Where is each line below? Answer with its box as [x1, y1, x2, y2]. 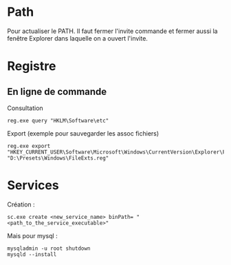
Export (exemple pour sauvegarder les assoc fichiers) [7, 129, 159, 138]
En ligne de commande [7, 85, 107, 97]
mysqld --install [7, 251, 57, 258]
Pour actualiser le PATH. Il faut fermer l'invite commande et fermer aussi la [7, 27, 218, 35]
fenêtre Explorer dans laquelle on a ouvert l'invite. [7, 34, 148, 42]
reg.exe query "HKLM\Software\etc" [7, 117, 109, 124]
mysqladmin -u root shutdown [7, 245, 91, 252]
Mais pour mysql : [7, 231, 58, 240]
